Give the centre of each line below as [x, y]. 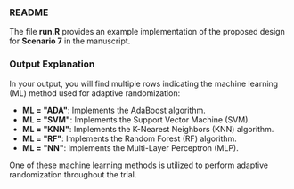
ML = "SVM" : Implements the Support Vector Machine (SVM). [136, 119]
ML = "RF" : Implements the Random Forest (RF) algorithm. [130, 138]
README [29, 12]
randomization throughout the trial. [73, 174]
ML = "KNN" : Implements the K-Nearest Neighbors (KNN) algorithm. [148, 129]
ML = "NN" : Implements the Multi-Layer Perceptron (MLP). [130, 147]
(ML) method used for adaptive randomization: [95, 93]
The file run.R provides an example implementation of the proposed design [147, 32]
